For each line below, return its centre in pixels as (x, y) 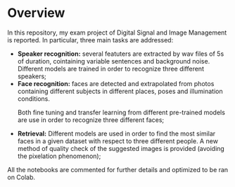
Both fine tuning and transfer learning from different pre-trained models (121, 112)
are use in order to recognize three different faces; (91, 120)
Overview (36, 13)
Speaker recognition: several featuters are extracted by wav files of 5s (121, 54)
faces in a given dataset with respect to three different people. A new (118, 141)
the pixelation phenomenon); (59, 156)
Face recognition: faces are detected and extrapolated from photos (116, 83)
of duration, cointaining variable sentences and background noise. (114, 61)
